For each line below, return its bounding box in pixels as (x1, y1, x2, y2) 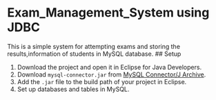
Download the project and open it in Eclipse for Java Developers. (17, 63, 202, 71)
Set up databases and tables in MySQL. (17, 85, 130, 93)
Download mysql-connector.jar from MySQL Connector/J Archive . (17, 70, 206, 79)
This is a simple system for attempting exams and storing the (7, 42, 181, 50)
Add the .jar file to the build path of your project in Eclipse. (17, 77, 187, 86)
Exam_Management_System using (7, 5, 210, 21)
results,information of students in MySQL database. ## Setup (7, 50, 181, 58)
